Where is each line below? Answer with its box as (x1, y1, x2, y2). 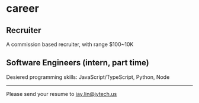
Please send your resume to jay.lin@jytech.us (6, 90, 117, 97)
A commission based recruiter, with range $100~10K (6, 41, 134, 48)
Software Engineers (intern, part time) (6, 58, 149, 68)
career (6, 2, 40, 15)
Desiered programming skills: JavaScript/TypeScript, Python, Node (6, 73, 170, 81)
